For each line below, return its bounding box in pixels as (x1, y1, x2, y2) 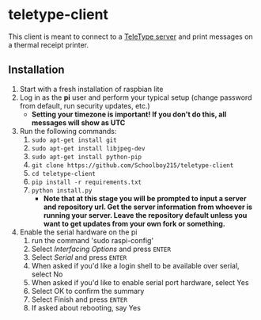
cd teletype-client (31, 170, 96, 177)
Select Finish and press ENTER (31, 295, 128, 304)
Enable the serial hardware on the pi (19, 227, 138, 237)
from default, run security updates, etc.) (19, 101, 150, 110)
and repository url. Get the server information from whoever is (43, 202, 253, 211)
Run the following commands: (19, 126, 117, 135)
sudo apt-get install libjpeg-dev (31, 144, 146, 152)
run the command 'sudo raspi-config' (31, 235, 154, 245)
